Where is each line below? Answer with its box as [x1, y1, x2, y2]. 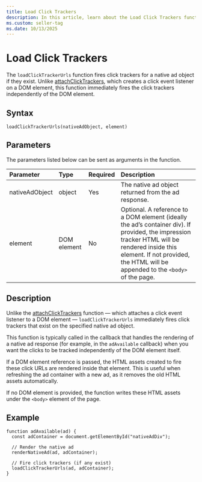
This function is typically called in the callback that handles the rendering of [6, 334, 194, 341]
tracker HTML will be [120, 235, 180, 243]
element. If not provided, [120, 250, 190, 258]
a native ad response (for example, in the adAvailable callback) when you [6, 340, 189, 347]
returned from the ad [120, 188, 180, 196]
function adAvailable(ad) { [6, 429, 77, 435]
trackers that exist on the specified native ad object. [6, 322, 135, 329]
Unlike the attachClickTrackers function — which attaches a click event [6, 309, 182, 316]
